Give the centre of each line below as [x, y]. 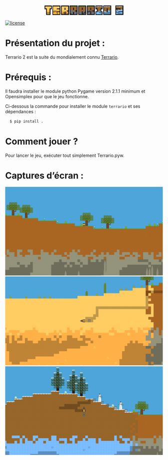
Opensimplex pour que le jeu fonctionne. [47, 96]
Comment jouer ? [42, 142]
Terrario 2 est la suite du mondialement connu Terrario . [62, 57]
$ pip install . [26, 121]
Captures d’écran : [44, 175]
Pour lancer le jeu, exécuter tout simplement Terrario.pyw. [65, 155]
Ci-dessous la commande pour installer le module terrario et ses [73, 106]
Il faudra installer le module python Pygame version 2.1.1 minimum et [75, 91]
